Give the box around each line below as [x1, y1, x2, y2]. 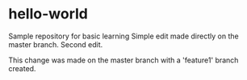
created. [8, 63, 36, 73]
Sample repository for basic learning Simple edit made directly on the [8, 31, 240, 41]
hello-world [8, 5, 89, 23]
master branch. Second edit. [8, 39, 103, 49]
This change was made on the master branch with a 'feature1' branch [8, 55, 239, 65]
